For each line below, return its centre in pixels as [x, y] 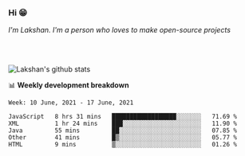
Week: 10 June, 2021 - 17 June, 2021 [71, 103]
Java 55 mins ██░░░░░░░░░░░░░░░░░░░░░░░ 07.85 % [123, 131]
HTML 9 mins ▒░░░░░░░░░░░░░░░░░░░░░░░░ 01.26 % [123, 145]
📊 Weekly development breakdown [69, 85]
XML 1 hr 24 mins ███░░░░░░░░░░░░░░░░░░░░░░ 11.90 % [123, 124]
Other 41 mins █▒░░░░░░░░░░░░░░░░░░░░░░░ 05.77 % [123, 138]
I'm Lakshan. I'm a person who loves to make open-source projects [120, 30]
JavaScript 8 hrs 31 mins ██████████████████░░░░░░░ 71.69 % [123, 117]
